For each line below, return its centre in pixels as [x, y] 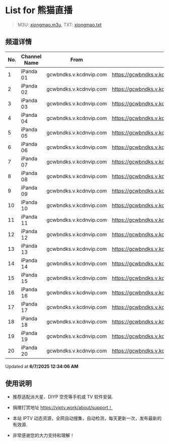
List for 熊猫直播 [39, 10]
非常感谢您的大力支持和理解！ [43, 435]
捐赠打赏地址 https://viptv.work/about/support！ [63, 407]
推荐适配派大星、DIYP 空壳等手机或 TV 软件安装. [63, 396]
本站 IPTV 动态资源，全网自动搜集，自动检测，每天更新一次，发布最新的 [87, 418]
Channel [31, 56]
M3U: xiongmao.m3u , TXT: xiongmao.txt [59, 25]
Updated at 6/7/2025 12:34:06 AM [42, 366]
